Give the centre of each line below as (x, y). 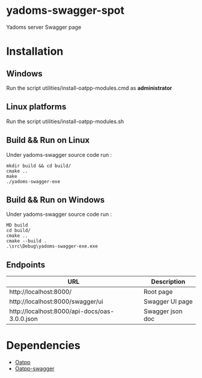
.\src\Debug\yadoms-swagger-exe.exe (52, 246)
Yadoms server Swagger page (44, 27)
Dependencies (43, 346)
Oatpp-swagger (35, 369)
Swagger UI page (168, 302)
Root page (158, 292)
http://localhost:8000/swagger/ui (56, 302)
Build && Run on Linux (48, 140)
